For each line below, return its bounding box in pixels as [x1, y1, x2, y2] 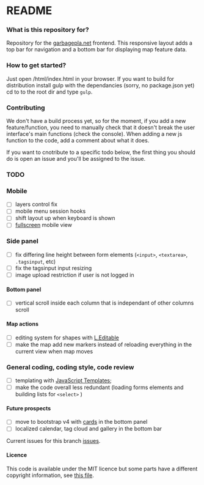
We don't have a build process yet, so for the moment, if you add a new [6, 117, 186, 125]
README [6, 4, 53, 18]
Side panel [6, 237, 38, 245]
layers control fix [15, 201, 58, 208]
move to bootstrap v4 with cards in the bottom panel [15, 418, 148, 426]
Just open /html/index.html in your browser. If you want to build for [6, 75, 175, 83]
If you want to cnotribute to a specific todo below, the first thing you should [6, 149, 195, 156]
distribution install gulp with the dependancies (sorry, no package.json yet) [6, 81, 195, 89]
